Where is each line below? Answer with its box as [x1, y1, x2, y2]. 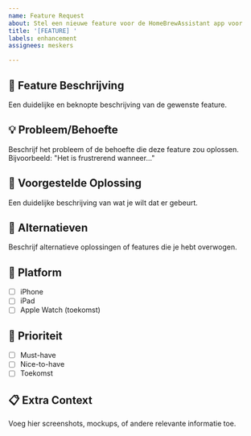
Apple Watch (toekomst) [19, 305, 101, 315]
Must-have [19, 351, 56, 360]
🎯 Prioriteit [8, 329, 63, 343]
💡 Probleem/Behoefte [8, 123, 118, 137]
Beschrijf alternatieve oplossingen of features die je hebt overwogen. [8, 242, 237, 252]
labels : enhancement [8, 34, 78, 43]
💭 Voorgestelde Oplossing [8, 176, 142, 190]
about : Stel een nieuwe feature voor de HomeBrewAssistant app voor [8, 19, 243, 27]
